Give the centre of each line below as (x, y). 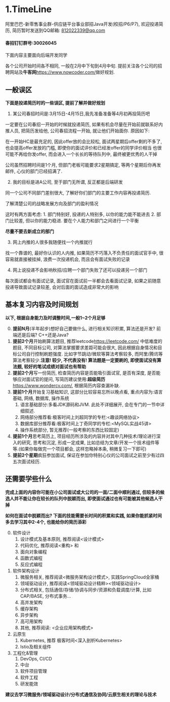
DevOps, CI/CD (36, 658)
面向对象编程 (33, 552)
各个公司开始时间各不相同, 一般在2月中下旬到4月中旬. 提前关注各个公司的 (81, 66)
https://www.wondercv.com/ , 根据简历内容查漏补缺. (66, 385)
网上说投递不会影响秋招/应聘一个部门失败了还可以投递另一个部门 (80, 270)
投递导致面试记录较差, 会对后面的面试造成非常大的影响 (62, 287)
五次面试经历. (27, 461)
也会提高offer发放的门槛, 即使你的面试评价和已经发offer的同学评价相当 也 (81, 147)
